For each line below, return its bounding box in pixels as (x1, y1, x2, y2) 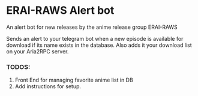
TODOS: (6, 62, 31, 71)
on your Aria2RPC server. (6, 47, 69, 55)
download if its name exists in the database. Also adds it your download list (6, 41, 192, 49)
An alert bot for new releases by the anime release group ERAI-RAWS (6, 23, 178, 31)
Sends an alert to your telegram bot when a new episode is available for (6, 35, 184, 42)
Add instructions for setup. (14, 83, 82, 90)
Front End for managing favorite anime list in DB (14, 76, 133, 84)
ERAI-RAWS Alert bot (6, 4, 115, 17)
